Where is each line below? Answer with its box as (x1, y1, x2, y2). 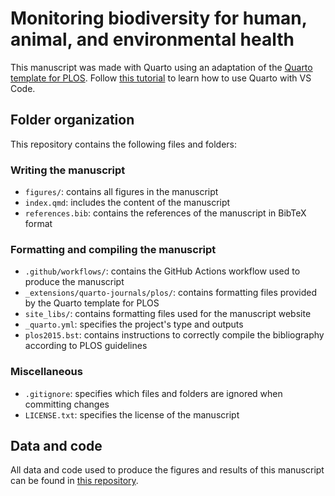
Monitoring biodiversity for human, (10, 7, 308, 30)
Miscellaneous (10, 365, 83, 379)
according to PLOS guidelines (24, 340, 148, 352)
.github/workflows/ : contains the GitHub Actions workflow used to (24, 265, 301, 277)
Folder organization (10, 112, 135, 129)
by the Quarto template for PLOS (24, 297, 160, 309)
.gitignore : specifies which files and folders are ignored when (24, 387, 283, 399)
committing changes (24, 398, 110, 410)
